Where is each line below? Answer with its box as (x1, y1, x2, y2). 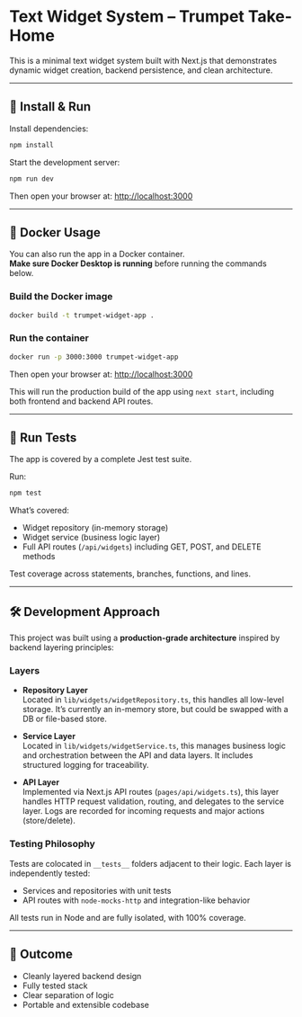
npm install (9, 140, 54, 149)
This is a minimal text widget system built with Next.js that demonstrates (9, 55, 277, 66)
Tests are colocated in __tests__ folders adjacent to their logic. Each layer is (9, 858, 292, 869)
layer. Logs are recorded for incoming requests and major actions (22, 806, 265, 816)
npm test (9, 488, 42, 498)
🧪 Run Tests (9, 430, 77, 446)
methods (22, 551, 56, 562)
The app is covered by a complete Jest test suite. (9, 454, 192, 465)
